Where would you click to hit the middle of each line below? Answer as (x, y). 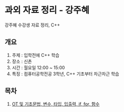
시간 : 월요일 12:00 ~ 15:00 (38, 67)
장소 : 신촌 (22, 61)
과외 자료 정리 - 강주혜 (47, 10)
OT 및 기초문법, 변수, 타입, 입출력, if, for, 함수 (56, 104)
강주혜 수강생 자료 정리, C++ (32, 25)
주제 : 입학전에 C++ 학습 (36, 55)
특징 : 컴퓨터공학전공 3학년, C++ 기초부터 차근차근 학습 (65, 74)
